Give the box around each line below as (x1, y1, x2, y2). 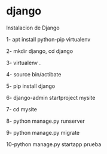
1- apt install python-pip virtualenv (6, 35, 91, 43)
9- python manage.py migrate (6, 129, 80, 136)
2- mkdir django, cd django (6, 47, 74, 55)
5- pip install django (6, 82, 56, 90)
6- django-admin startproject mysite (6, 94, 96, 101)
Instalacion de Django (6, 24, 60, 31)
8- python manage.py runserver (6, 117, 85, 125)
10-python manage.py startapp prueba (6, 140, 102, 148)
